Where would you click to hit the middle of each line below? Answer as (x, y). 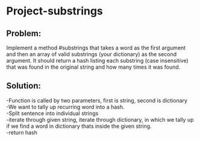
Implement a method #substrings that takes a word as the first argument (96, 48)
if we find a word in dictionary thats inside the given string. (79, 126)
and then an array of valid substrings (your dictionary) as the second (92, 54)
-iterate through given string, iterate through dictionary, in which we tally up (100, 119)
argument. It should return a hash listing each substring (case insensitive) (97, 61)
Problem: (24, 33)
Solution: (23, 86)
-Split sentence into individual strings (52, 113)
